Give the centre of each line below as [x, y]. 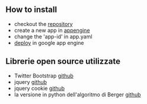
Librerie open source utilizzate [63, 61]
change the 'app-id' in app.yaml [53, 36]
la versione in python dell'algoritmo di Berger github [77, 95]
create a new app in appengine [52, 30]
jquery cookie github [39, 88]
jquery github [31, 82]
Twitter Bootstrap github [44, 76]
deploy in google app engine [49, 43]
